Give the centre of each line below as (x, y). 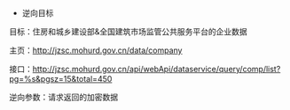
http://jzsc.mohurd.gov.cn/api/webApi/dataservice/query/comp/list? (157, 69)
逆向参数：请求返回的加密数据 (63, 97)
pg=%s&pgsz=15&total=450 (61, 79)
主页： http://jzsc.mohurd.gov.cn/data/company (96, 50)
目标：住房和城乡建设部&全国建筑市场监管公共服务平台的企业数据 (129, 32)
